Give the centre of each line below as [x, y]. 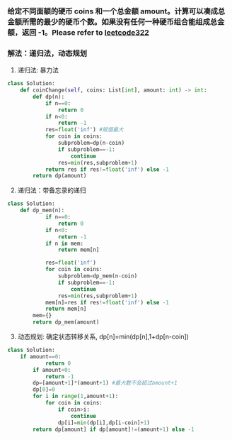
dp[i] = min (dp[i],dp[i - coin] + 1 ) [104, 423]
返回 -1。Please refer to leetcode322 [86, 32]
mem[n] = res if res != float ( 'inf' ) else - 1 [107, 302]
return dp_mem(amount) [66, 322]
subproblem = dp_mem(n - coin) [98, 276]
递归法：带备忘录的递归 [52, 190]
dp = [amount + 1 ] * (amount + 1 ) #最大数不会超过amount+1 [105, 383]
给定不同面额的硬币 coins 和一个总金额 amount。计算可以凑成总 [116, 11]
